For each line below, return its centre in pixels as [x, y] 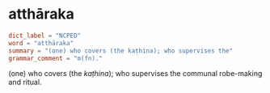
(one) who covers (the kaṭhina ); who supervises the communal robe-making [135, 74]
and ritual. [25, 82]
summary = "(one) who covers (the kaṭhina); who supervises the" [120, 51]
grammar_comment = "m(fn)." [56, 58]
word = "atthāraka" [41, 43]
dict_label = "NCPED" [45, 36]
